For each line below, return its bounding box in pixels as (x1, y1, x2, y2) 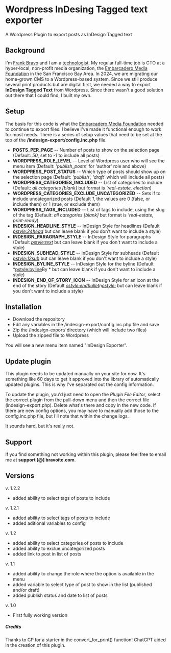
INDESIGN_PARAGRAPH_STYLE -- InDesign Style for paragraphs (12, 233, 151, 239)
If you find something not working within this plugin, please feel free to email (5, 451, 166, 457)
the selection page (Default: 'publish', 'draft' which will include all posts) (12, 174, 164, 180)
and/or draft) (12, 587, 40, 593)
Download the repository (12, 316, 65, 322)
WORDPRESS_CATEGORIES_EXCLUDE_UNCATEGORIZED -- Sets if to (12, 190, 161, 196)
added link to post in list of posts (12, 550, 82, 557)
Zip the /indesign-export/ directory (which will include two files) (12, 327, 147, 333)
